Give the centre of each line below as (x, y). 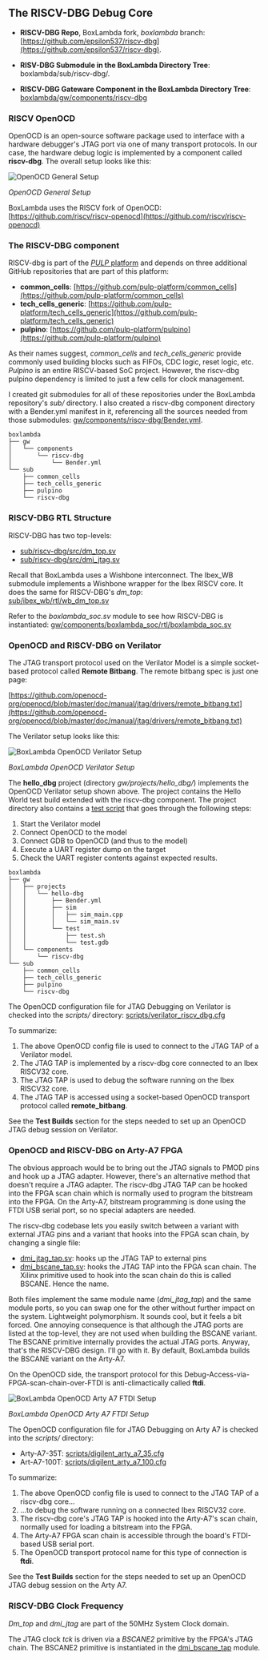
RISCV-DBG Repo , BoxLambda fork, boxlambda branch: (112, 32)
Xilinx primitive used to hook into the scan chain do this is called (126, 1276)
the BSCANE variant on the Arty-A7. (67, 1359)
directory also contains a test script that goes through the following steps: (130, 808)
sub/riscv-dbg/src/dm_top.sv (68, 551)
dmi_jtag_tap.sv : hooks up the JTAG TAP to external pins (113, 1258)
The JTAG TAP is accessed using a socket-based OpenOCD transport (135, 1097)
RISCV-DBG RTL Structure (60, 518)
